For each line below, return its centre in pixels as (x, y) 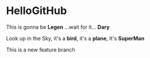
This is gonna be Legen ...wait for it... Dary (58, 27)
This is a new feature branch (41, 50)
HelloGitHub (36, 11)
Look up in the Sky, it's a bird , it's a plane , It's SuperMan (75, 38)
